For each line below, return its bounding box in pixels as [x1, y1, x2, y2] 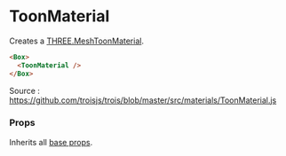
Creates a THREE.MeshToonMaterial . [9, 35, 145, 46]
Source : [9, 85, 40, 96]
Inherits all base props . [9, 136, 93, 147]
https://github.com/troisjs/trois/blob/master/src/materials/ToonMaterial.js [9, 95, 277, 105]
